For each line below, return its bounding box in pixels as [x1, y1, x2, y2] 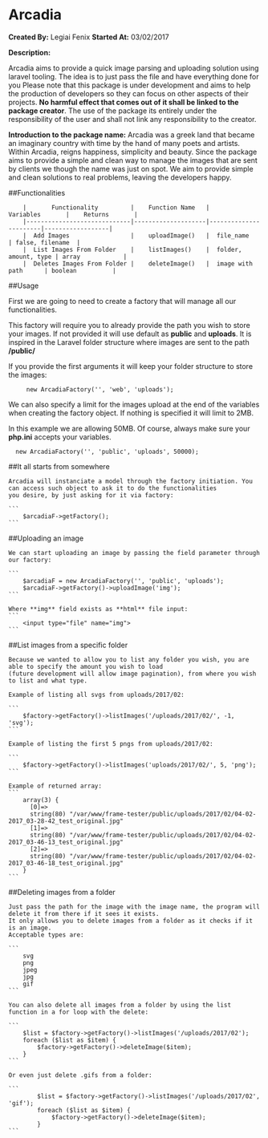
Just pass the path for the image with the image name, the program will [8, 902, 261, 911]
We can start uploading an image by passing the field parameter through [8, 549, 261, 557]
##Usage [8, 281, 39, 290]
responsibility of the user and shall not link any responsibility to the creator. [8, 114, 257, 124]
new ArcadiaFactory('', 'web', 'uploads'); [26, 385, 174, 394]
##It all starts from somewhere [8, 461, 110, 471]
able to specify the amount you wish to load [8, 662, 163, 670]
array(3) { [22, 796, 59, 804]
